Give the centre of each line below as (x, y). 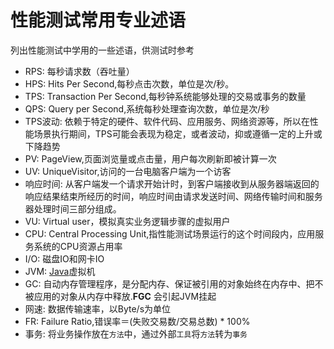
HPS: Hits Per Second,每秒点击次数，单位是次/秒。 (129, 83)
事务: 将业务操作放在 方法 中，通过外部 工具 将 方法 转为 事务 (136, 333)
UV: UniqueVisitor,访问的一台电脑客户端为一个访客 (128, 171)
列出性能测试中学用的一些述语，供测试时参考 (102, 50)
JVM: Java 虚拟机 (60, 271)
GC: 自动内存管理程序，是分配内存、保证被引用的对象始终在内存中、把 (169, 283)
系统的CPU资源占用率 (78, 246)
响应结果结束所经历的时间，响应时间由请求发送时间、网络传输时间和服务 (173, 196)
